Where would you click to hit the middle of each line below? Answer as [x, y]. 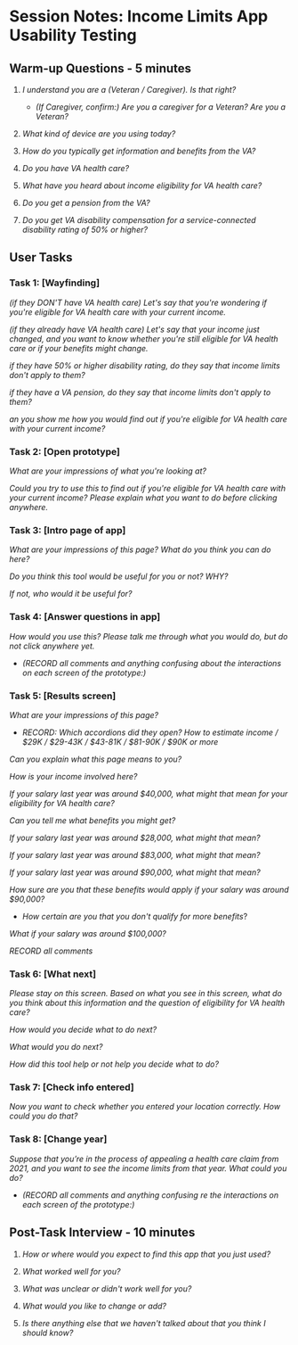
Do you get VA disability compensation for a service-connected [139, 220]
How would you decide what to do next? [83, 1030]
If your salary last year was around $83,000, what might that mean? [135, 854]
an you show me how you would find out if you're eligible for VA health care [148, 419]
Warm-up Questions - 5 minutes [101, 68]
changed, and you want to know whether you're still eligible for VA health [144, 338]
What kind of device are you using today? [99, 134]
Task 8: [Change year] [58, 1139]
